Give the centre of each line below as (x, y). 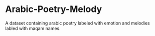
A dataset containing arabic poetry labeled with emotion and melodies (77, 23)
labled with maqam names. (33, 28)
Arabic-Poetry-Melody (54, 9)
